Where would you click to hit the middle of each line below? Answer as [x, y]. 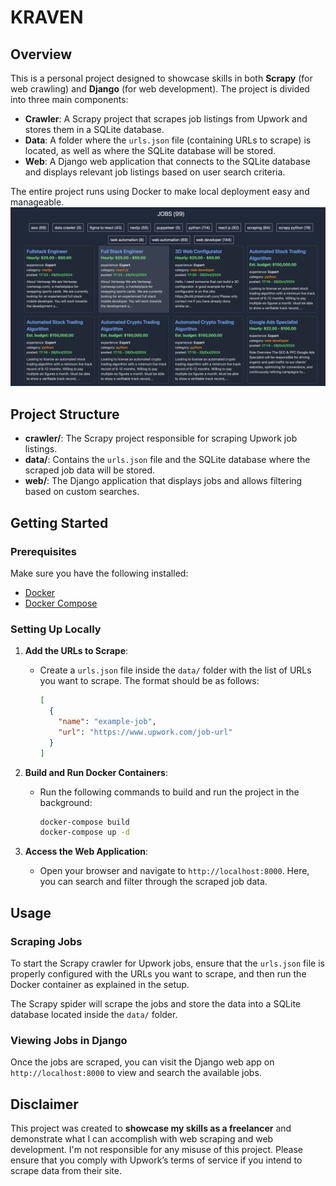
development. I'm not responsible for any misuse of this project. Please [156, 1150]
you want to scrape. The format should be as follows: [149, 681]
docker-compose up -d [84, 832]
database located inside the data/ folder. [94, 1014]
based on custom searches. [82, 492]
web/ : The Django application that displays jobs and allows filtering [163, 481]
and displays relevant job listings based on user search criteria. [155, 172]
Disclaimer [44, 1104]
